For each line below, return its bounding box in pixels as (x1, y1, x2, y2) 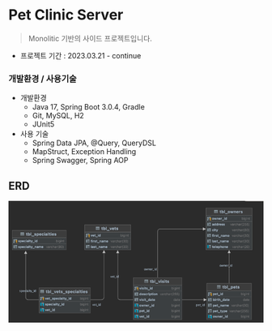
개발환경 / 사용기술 (8, 73, 77, 84)
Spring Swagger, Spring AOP (32, 156, 129, 165)
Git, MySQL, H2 (32, 111, 85, 121)
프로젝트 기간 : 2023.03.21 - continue (19, 50, 142, 60)
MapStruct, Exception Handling (32, 147, 137, 157)
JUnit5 (32, 119, 55, 129)
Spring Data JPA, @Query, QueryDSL (32, 138, 156, 148)
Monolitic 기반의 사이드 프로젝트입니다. (28, 33, 152, 43)
